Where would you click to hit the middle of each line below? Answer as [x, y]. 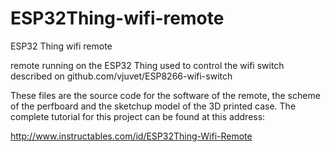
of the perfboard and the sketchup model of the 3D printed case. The [153, 106]
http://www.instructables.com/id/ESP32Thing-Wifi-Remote [131, 136]
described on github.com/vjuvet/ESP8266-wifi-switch [121, 76]
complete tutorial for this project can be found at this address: [138, 116]
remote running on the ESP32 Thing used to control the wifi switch [147, 65]
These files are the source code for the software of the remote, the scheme [165, 95]
